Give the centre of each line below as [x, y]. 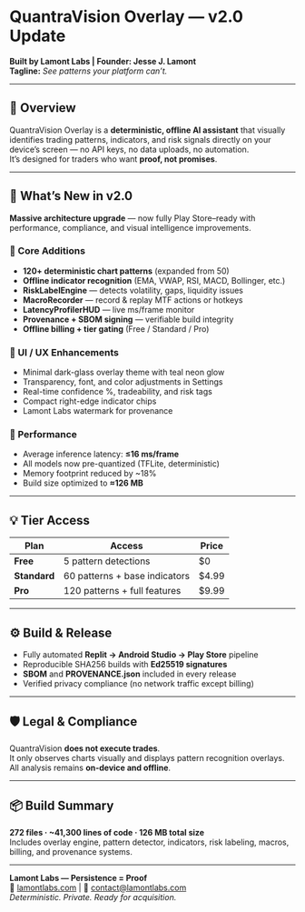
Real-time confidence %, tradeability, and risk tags [118, 392]
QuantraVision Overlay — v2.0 [126, 17]
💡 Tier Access [50, 520]
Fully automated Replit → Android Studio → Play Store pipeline [140, 655]
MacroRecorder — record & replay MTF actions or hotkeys [133, 300]
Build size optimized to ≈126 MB [83, 483]
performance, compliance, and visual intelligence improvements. [130, 227]
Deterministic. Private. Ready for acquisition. [93, 897]
